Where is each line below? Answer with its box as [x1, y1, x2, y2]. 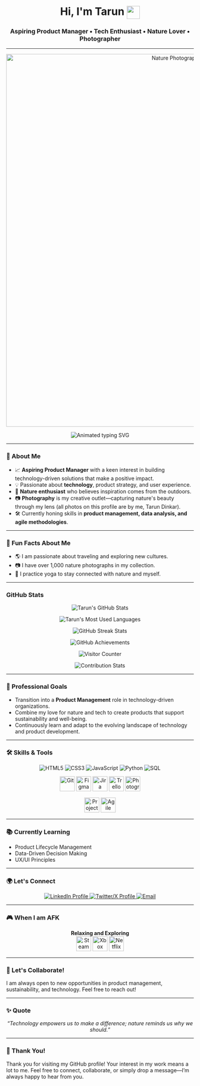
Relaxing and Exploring [70, 929, 129, 936]
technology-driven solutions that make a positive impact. [14, 475, 155, 482]
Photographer [79, 35, 121, 43]
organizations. [14, 703, 50, 710]
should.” [89, 1026, 111, 1034]
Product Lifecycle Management [14, 843, 92, 851]
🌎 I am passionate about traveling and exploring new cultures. [14, 552, 168, 559]
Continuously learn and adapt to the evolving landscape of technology [14, 721, 187, 729]
